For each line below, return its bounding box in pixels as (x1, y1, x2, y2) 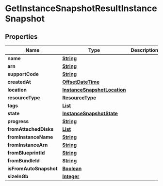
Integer (62, 173, 80, 180)
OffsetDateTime (62, 78, 100, 85)
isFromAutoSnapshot (7, 165, 58, 172)
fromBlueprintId (7, 150, 45, 156)
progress (7, 118, 29, 124)
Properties (5, 32, 38, 41)
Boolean (62, 165, 82, 172)
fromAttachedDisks (7, 126, 54, 132)
